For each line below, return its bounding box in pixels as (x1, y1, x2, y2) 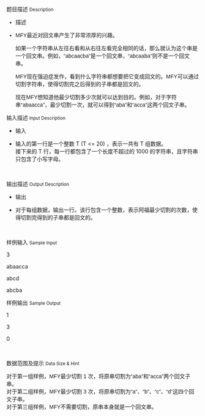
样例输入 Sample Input (6, 239, 58, 246)
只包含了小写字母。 (15, 155, 64, 163)
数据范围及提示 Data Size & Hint (6, 360, 80, 366)
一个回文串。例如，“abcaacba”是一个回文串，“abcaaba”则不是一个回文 (15, 53, 190, 59)
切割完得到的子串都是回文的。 (20, 214, 96, 221)
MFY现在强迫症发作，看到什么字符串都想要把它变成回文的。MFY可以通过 (15, 73, 199, 80)
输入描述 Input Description (6, 114, 66, 121)
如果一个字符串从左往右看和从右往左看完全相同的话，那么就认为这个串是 (15, 45, 198, 51)
